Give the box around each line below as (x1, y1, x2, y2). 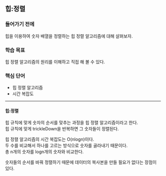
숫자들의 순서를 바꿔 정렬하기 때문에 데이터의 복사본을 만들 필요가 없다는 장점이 (5, 159, 157, 165)
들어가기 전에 (5, 21, 35, 28)
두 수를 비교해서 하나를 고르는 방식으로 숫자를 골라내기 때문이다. (5, 143, 128, 149)
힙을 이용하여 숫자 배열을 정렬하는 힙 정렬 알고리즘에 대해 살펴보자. (5, 33, 133, 39)
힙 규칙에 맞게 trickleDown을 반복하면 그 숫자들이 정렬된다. (5, 126, 119, 132)
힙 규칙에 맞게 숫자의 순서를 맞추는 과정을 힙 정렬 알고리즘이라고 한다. (5, 119, 138, 125)
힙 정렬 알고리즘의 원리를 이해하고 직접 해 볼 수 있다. (5, 59, 105, 64)
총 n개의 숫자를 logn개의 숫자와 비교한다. (5, 149, 84, 155)
